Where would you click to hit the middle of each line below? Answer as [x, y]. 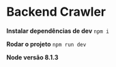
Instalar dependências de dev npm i [58, 31]
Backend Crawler [56, 12]
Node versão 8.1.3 [32, 57]
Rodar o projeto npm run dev [46, 44]
